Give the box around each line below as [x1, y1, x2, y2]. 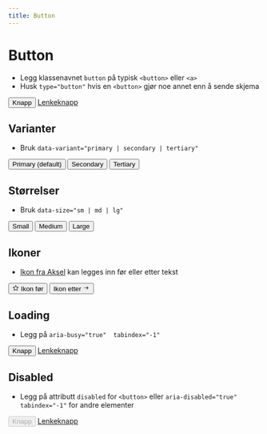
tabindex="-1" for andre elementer [19, 400, 134, 409]
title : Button [8, 11, 56, 20]
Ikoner [8, 246, 42, 259]
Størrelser [8, 183, 60, 197]
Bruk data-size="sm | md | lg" [19, 205, 124, 215]
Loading [8, 308, 50, 322]
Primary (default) [12, 160, 62, 169]
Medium [38, 222, 63, 231]
